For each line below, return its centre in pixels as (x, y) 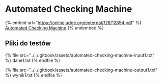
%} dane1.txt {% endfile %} (33, 60)
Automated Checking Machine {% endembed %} (54, 28)
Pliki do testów (28, 43)
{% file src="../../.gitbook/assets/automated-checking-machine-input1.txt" (80, 55)
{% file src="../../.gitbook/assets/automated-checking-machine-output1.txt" (81, 70)
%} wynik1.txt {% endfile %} (34, 75)
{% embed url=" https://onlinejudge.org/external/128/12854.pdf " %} (73, 23)
